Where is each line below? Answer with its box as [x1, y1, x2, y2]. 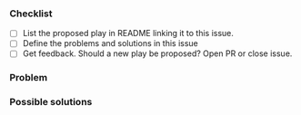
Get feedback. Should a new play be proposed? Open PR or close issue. [22, 48, 293, 59]
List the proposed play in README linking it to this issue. [22, 28, 235, 39]
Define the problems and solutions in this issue [22, 38, 198, 49]
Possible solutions [9, 96, 93, 109]
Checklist [9, 7, 53, 20]
